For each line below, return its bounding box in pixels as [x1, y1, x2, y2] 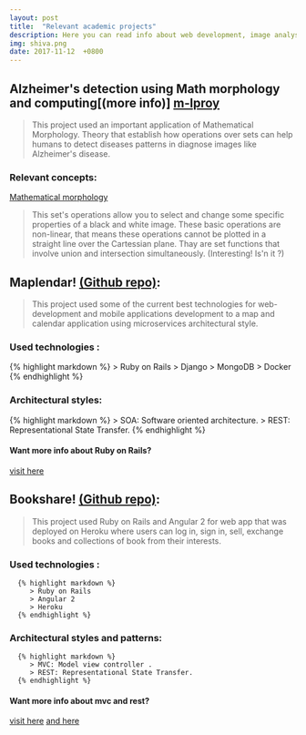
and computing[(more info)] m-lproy [9, 95, 220, 110]
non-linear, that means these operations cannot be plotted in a [31, 229, 267, 240]
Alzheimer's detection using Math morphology [9, 81, 280, 97]
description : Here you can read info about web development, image [9, 30, 271, 39]
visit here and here [9, 716, 80, 727]
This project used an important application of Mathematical [31, 119, 254, 130]
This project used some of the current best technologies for [31, 299, 257, 310]
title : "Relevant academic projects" [9, 22, 157, 31]
